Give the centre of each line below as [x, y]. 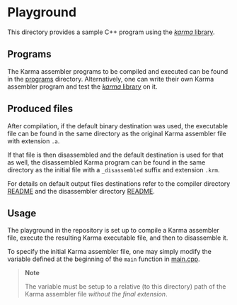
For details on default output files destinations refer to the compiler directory [119, 183]
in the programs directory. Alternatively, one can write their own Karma [111, 79]
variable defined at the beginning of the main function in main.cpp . [104, 259]
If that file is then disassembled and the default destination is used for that [116, 155]
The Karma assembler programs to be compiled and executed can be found [118, 71]
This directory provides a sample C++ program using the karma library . [111, 32]
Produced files [40, 109]
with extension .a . [34, 141]
